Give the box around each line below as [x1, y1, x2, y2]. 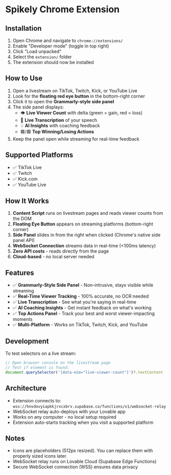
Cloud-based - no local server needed [12, 254, 94, 260]
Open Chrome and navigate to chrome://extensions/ [12, 37, 124, 43]
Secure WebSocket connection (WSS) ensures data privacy [12, 464, 138, 470]
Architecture [5, 384, 47, 393]
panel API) [12, 237, 35, 243]
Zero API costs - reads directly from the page [12, 248, 109, 254]
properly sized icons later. [12, 453, 67, 459]
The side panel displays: [12, 104, 64, 110]
